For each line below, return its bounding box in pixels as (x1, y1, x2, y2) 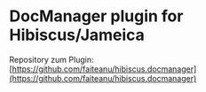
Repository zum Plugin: (9, 54, 94, 65)
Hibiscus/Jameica (9, 25, 145, 45)
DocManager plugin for (9, 6, 184, 27)
